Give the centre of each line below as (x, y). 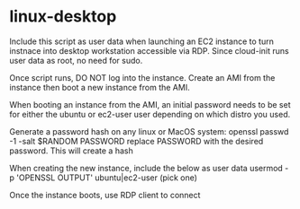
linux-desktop (63, 17)
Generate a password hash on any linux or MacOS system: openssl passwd (149, 131)
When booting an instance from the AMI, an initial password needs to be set (150, 104)
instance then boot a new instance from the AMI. (100, 87)
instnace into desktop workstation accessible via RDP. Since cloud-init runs (150, 50)
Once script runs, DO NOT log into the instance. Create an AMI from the (142, 77)
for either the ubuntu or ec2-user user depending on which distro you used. (150, 114)
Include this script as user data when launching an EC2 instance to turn (142, 41)
